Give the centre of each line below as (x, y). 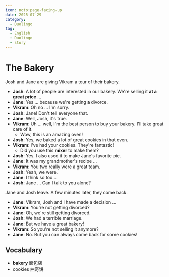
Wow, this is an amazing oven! (51, 134)
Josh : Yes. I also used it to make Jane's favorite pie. (67, 156)
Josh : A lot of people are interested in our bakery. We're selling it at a (85, 91)
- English (20, 33)
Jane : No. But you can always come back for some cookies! (75, 234)
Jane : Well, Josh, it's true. (40, 118)
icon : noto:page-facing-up (34, 10)
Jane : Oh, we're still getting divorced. (51, 213)
